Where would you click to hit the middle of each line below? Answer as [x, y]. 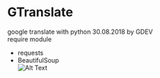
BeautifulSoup [38, 60]
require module [29, 39]
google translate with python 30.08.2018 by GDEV [80, 32]
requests [30, 53]
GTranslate [40, 12]
